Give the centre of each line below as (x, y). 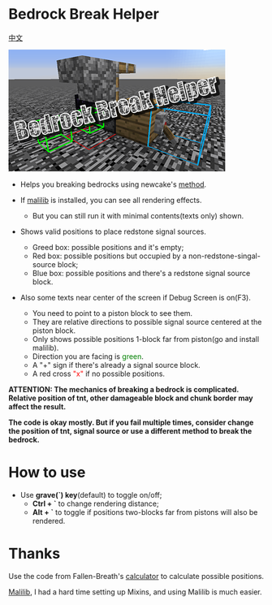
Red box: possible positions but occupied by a (109, 256)
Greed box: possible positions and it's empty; (108, 247)
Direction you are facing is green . (88, 356)
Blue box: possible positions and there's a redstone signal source (141, 273)
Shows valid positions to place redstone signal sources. (113, 231)
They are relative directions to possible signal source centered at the (147, 322)
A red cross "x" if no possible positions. (98, 374)
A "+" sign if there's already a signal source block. (116, 365)
